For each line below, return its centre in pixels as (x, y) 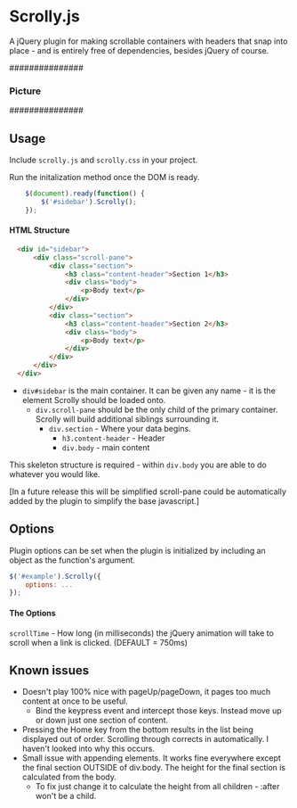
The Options (32, 613)
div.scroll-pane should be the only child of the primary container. (157, 409)
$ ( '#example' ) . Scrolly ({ (55, 576)
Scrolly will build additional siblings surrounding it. (127, 419)
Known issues (49, 670)
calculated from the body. (69, 777)
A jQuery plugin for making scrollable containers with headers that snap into (148, 41)
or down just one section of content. (102, 721)
